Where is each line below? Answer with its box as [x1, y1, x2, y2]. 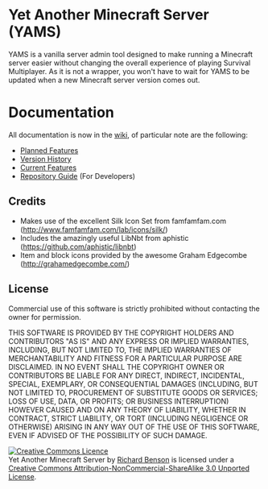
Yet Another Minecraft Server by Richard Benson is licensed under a [8, 454, 235, 464]
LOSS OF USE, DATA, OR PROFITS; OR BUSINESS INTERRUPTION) [8, 396, 229, 406]
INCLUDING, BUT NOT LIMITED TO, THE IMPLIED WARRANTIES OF [8, 345, 232, 354]
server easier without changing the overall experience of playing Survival [8, 58, 251, 68]
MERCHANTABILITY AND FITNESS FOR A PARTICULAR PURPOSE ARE [8, 353, 243, 363]
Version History [19, 154, 72, 164]
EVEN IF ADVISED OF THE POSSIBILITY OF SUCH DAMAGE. [8, 430, 208, 440]
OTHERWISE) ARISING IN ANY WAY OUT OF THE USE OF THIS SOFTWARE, [8, 421, 260, 432]
